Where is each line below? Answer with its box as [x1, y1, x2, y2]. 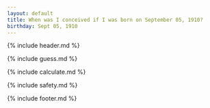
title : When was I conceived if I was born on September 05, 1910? [7, 16, 204, 23]
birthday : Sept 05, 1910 [7, 23, 78, 29]
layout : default [7, 10, 53, 17]
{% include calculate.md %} [7, 68, 86, 76]
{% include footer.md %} [7, 94, 77, 103]
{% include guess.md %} [7, 55, 77, 63]
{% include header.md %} [7, 42, 80, 50]
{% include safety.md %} [7, 81, 78, 90]
